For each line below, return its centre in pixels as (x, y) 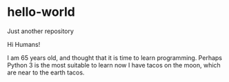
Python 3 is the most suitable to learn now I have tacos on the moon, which (114, 65)
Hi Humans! (24, 44)
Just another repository (41, 31)
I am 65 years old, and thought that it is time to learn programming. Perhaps (115, 58)
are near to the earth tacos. (46, 72)
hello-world (41, 12)
